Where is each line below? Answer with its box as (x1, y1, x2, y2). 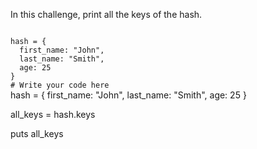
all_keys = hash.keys (10, 109, 96, 120)
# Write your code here (10, 80, 110, 90)
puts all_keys (10, 128, 64, 139)
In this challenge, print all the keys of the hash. (10, 9, 203, 20)
